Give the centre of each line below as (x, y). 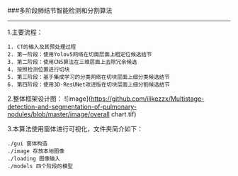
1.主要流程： (25, 32)
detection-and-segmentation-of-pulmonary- (72, 106)
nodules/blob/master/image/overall (58, 114)
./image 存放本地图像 (36, 151)
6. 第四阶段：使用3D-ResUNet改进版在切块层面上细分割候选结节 (89, 84)
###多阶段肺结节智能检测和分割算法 (60, 10)
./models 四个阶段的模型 (40, 166)
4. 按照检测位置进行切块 (39, 70)
